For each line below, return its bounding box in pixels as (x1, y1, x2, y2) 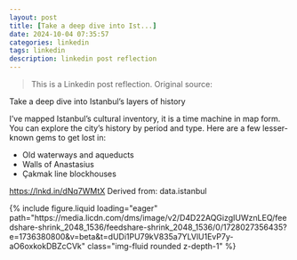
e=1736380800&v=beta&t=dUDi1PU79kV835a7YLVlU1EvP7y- (9, 232, 234, 241)
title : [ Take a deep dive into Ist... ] (9, 21, 157, 30)
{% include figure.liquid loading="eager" (9, 203, 158, 214)
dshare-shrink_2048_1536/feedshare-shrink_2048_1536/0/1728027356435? (9, 222, 287, 232)
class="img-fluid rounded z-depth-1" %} (87, 241, 237, 251)
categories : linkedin (9, 37, 90, 47)
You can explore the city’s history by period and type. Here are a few (9, 123, 261, 134)
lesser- (261, 123, 289, 134)
